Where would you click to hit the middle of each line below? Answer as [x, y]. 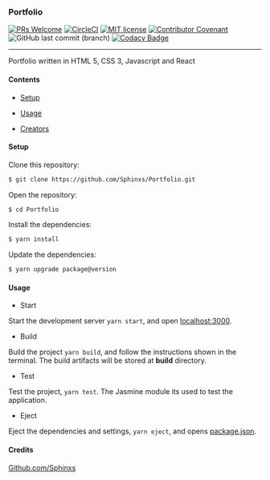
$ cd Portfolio [34, 209]
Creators [35, 128]
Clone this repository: [44, 165]
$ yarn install [34, 239]
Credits [21, 449]
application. [28, 401]
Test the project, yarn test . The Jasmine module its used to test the [121, 392]
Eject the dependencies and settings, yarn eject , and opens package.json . [133, 431]
